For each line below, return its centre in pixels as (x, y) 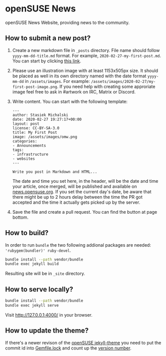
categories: (25, 141)
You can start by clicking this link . (47, 61)
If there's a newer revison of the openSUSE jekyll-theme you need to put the (83, 343)
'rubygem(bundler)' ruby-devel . (38, 250)
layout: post (26, 124)
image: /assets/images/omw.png (45, 137)
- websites (24, 159)
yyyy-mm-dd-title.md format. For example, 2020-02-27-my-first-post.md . (87, 55)
